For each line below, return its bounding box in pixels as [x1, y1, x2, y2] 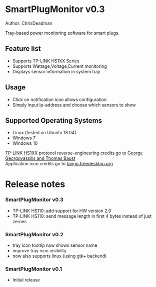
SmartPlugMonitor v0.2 [5, 231, 64, 238]
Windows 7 [12, 135, 36, 141]
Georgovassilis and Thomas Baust [5, 155, 75, 161]
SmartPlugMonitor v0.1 [5, 265, 62, 272]
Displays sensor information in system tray [12, 68, 100, 74]
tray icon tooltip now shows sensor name [12, 242, 97, 248]
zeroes [12, 218, 27, 224]
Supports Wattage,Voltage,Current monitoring [12, 63, 107, 69]
